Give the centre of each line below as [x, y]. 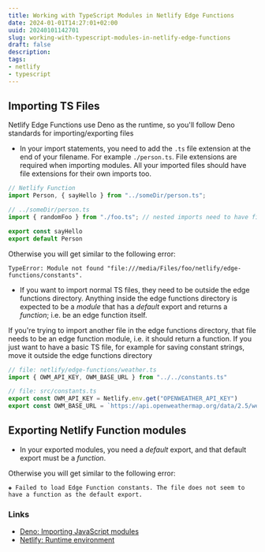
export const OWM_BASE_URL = [56, 406]
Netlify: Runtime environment [67, 540]
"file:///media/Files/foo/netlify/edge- [174, 268]
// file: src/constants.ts [52, 391]
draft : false [30, 45]
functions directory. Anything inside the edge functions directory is [129, 298]
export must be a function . [63, 457]
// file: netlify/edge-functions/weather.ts [82, 370]
